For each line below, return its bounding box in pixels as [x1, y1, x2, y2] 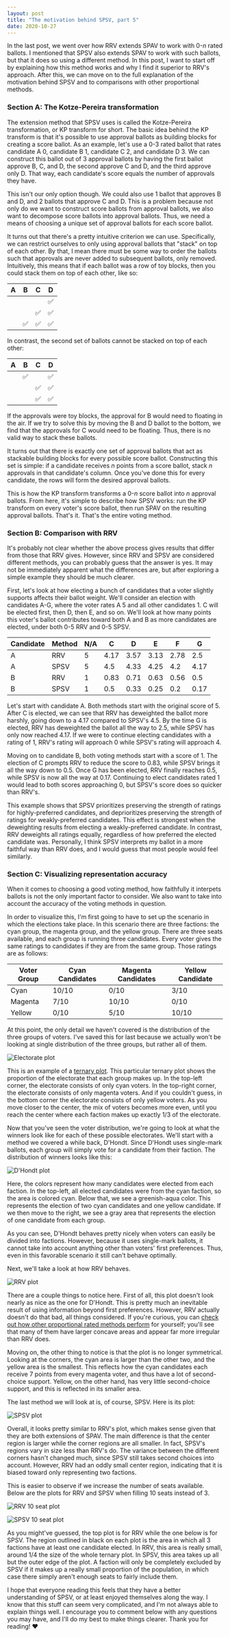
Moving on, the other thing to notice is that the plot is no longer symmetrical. [7, 1348, 223, 1356]
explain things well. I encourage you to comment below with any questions [7, 1607, 218, 1616]
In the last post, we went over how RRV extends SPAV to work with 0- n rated [7, 42, 223, 50]
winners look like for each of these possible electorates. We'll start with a [7, 1131, 214, 1139]
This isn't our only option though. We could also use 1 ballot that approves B [7, 189, 221, 198]
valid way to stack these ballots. [7, 433, 98, 441]
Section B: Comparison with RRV [7, 528, 118, 537]
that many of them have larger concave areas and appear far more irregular [7, 1327, 220, 1336]
